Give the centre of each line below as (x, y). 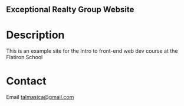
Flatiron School (24, 57)
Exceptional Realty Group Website (70, 10)
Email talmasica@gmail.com (40, 97)
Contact (26, 81)
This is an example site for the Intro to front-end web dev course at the (92, 51)
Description (35, 35)
